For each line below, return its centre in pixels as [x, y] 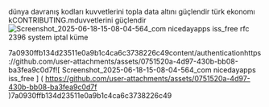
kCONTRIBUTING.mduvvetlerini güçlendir [77, 20]
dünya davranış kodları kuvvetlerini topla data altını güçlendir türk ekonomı [132, 12]
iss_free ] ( [26, 78]
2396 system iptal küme [48, 37]
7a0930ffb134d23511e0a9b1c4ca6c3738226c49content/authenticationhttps [135, 53]
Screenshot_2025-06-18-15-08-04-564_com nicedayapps [159, 70]
